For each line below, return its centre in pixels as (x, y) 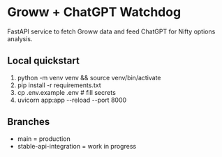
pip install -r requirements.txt (59, 85)
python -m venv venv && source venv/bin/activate (89, 77)
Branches (29, 122)
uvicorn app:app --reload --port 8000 (72, 100)
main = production (44, 139)
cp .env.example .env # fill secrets (67, 92)
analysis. (20, 38)
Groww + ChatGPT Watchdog (94, 12)
